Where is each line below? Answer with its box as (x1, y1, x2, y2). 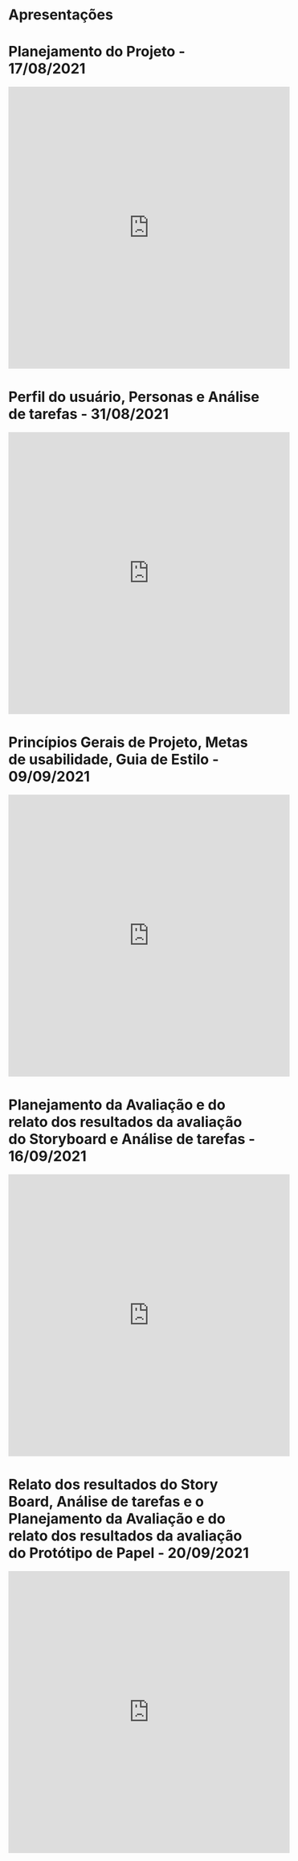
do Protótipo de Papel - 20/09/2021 (8, 1544, 249, 1562)
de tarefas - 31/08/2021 (8, 405, 169, 424)
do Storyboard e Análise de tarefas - (8, 1130, 255, 1149)
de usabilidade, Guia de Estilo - (8, 751, 219, 769)
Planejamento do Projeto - (8, 43, 186, 61)
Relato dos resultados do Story (8, 1476, 218, 1494)
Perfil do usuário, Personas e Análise (8, 388, 259, 406)
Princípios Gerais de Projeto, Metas (8, 733, 248, 752)
